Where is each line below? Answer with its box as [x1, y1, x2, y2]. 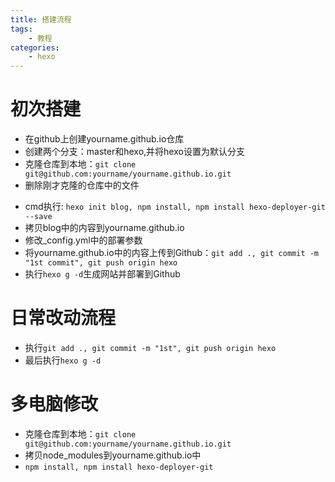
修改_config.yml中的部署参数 [24, 234, 143, 246]
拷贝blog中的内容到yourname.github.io [24, 222, 185, 234]
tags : [10, 24, 33, 34]
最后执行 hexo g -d [24, 354, 102, 366]
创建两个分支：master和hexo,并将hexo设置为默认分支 [24, 146, 245, 158]
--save [24, 212, 53, 222]
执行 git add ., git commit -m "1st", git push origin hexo [24, 342, 277, 353]
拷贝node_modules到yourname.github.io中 [24, 449, 202, 461]
